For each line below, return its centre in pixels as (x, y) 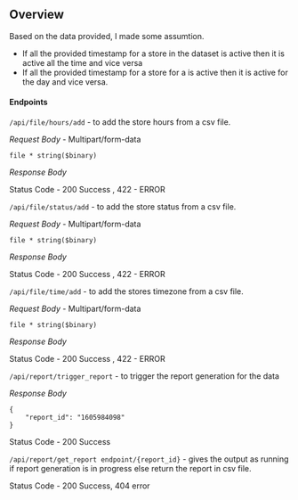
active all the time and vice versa (82, 62)
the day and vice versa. (65, 82)
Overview (37, 15)
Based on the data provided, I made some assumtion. (107, 36)
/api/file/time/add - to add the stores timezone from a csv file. (127, 291)
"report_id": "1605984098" (75, 418)
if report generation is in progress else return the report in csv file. (130, 469)
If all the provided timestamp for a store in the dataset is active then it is (153, 53)
